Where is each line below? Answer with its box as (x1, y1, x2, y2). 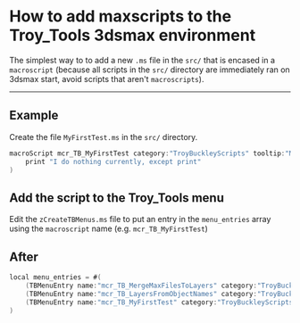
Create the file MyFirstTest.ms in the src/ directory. (9, 131, 198, 142)
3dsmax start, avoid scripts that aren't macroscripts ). (9, 73, 204, 84)
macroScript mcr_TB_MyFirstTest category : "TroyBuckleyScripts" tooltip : (9, 149, 286, 158)
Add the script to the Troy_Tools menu (9, 190, 225, 205)
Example (9, 108, 59, 123)
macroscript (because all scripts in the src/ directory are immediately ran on (9, 64, 290, 75)
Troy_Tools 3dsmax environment (9, 25, 256, 46)
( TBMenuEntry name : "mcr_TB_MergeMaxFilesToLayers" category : (25, 281, 257, 290)
